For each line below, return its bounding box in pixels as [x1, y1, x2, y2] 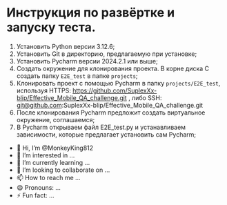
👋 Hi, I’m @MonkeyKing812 [16, 144, 94, 152]
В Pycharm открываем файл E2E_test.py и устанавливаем [16, 123, 186, 131]
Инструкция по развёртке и [6, 5, 175, 21]
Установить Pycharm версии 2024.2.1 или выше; [16, 57, 158, 65]
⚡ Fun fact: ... [16, 191, 55, 199]
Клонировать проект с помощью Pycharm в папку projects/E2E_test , [16, 79, 221, 87]
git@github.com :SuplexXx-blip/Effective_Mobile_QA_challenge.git [16, 101, 204, 109]
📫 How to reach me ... [16, 173, 81, 182]
